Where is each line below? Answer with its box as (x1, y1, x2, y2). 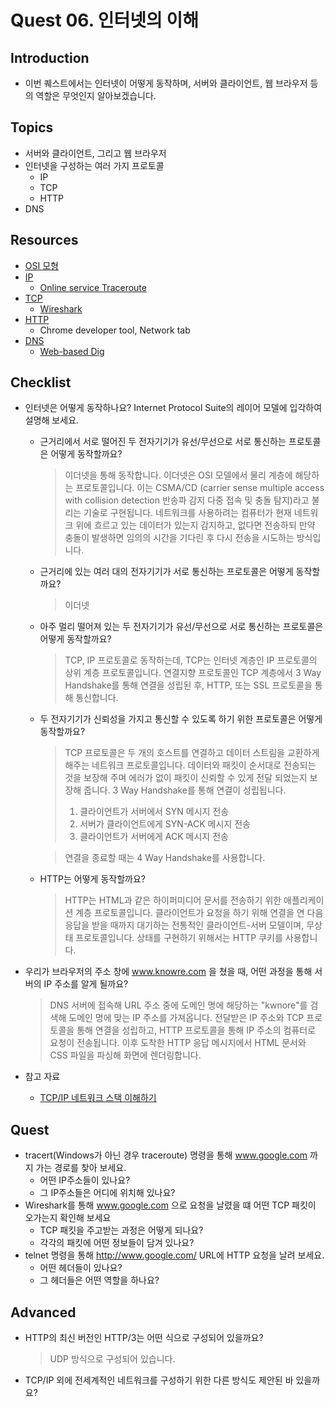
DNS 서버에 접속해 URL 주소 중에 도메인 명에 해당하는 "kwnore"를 (49, 999, 308, 1011)
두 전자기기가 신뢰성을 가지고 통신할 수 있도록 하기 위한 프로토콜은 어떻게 (39, 713, 323, 725)
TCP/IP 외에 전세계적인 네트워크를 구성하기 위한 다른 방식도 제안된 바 (24, 1374, 294, 1386)
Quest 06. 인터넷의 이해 (10, 9, 199, 32)
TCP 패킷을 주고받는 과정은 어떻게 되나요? (39, 1224, 204, 1236)
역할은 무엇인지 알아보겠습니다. (35, 90, 157, 101)
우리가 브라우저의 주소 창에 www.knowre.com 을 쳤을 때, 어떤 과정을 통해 (24, 966, 313, 978)
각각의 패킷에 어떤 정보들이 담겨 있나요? (39, 1237, 195, 1249)
